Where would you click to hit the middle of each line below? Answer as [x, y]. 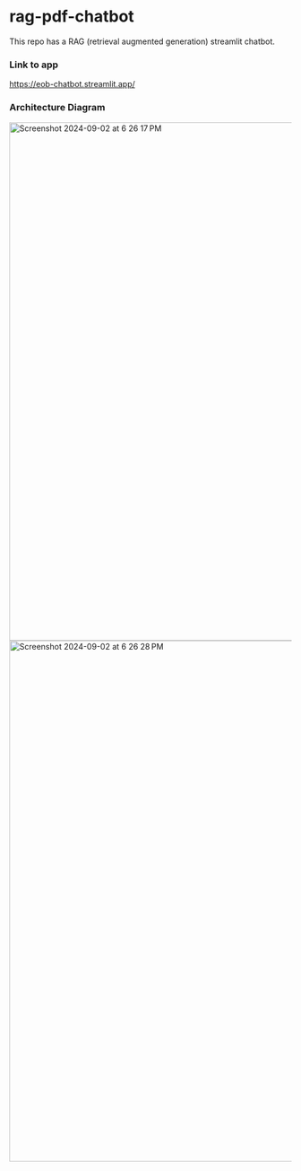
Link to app [34, 65]
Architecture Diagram [57, 108]
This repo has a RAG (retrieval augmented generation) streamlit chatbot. [142, 41]
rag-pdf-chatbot [72, 17]
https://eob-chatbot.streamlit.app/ [73, 84]
